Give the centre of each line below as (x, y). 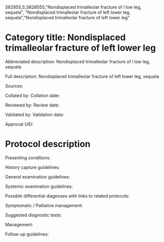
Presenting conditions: (28, 158)
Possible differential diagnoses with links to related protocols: (67, 196)
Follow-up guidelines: (27, 234)
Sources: (14, 86)
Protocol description (48, 144)
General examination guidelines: (38, 176)
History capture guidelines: (33, 167)
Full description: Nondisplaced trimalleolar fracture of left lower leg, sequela (82, 76)
